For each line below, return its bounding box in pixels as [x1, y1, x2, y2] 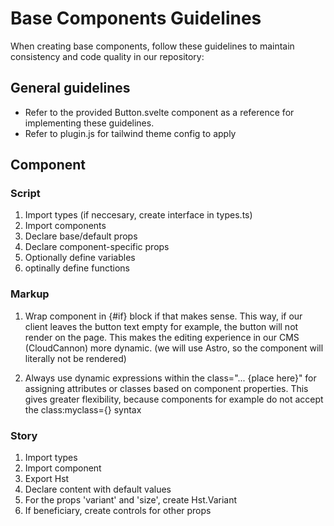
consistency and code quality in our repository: [10, 50, 205, 62]
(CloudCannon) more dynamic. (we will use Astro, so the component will [24, 342, 324, 354]
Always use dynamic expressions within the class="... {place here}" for [24, 372, 317, 384]
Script [10, 187, 41, 201]
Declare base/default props [24, 230, 138, 242]
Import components [24, 220, 107, 232]
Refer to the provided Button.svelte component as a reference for [24, 106, 295, 118]
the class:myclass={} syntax [24, 403, 142, 416]
